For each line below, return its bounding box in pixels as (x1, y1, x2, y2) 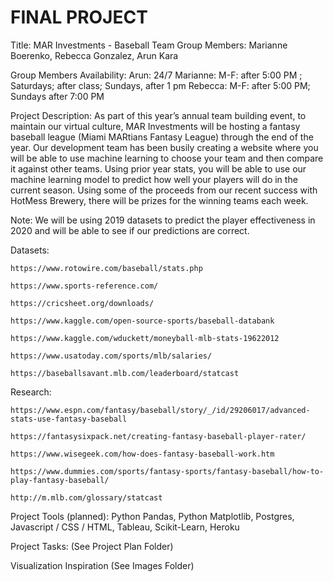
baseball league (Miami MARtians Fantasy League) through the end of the (10, 131, 314, 143)
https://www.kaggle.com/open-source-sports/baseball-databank (10, 316, 275, 326)
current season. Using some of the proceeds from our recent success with (10, 184, 318, 196)
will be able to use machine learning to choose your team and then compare (10, 152, 324, 164)
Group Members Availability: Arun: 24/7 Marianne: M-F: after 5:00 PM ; (10, 69, 303, 81)
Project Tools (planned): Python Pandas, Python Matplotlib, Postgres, (10, 510, 295, 522)
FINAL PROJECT (10, 6, 148, 29)
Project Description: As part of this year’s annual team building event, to (10, 109, 307, 121)
